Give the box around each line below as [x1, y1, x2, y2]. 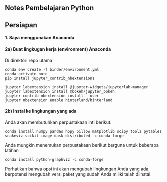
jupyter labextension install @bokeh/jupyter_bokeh [5, 89, 115, 94]
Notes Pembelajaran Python [5, 4, 94, 12]
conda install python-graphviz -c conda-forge [5, 157, 104, 162]
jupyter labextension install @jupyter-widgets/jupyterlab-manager [5, 84, 149, 89]
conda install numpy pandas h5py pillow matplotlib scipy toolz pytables [5, 129, 162, 134]
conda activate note [5, 71, 48, 76]
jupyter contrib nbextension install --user [5, 93, 99, 98]
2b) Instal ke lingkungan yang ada [5, 108, 77, 114]
